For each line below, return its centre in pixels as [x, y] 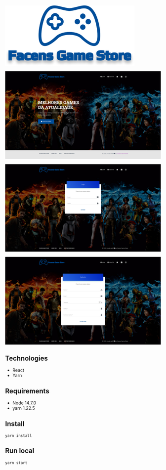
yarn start [16, 463]
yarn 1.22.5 [24, 408]
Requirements [27, 391]
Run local [20, 451]
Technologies [27, 358]
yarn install [19, 435]
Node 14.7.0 [24, 403]
